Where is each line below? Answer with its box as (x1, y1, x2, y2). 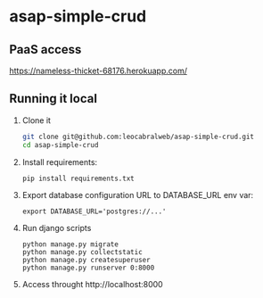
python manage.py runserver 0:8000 (21, 263, 155, 273)
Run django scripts (21, 223, 92, 234)
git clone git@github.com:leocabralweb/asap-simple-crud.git (21, 132, 255, 141)
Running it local (9, 91, 98, 106)
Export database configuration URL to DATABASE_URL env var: (21, 190, 254, 201)
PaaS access (9, 42, 82, 57)
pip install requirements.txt (21, 174, 136, 183)
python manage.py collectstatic (21, 248, 143, 257)
